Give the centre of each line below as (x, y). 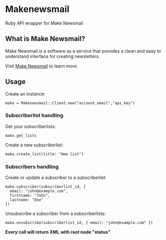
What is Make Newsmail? (45, 39)
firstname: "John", (30, 196)
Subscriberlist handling (34, 115)
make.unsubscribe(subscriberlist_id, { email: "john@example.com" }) (79, 223)
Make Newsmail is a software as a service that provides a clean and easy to (83, 51)
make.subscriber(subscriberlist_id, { (45, 187)
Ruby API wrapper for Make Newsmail (44, 23)
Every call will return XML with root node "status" (58, 232)
